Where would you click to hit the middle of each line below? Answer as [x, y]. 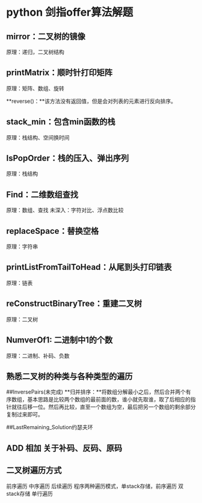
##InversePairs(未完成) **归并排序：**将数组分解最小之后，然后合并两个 [96, 392]
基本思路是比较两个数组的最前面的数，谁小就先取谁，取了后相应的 [109, 400]
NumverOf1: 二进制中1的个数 [60, 340]
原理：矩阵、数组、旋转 [35, 88]
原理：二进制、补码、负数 [38, 356]
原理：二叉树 [22, 319]
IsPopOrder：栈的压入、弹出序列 [68, 158]
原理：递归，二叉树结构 [35, 52]
